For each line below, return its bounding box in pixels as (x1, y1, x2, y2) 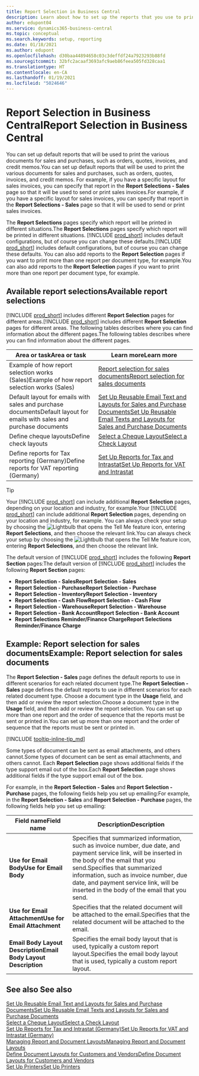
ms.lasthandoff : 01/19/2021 (6, 75, 76, 81)
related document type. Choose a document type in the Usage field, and (6, 692, 184, 699)
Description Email (9, 946, 59, 954)
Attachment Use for (9, 914, 65, 922)
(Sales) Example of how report (9, 375, 93, 384)
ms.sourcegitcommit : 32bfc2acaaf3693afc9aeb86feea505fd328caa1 (6, 58, 166, 64)
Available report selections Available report (6, 286, 168, 297)
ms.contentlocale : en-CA (6, 69, 68, 75)
